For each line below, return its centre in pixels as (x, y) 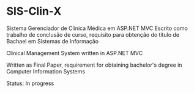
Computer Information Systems (46, 71)
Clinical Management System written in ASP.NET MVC (75, 53)
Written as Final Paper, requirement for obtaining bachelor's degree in (94, 65)
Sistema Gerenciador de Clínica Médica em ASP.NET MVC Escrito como (97, 28)
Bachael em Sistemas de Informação (53, 41)
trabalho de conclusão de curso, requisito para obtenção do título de (93, 34)
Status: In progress (30, 83)
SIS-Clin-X (34, 11)
